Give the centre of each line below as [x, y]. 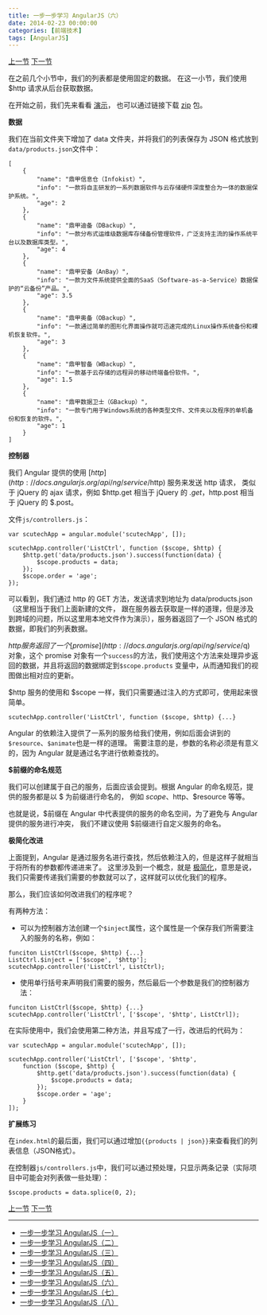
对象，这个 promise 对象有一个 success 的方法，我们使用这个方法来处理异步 [130, 656]
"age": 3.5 [55, 296]
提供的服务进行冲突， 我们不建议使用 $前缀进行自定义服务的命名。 [117, 823]
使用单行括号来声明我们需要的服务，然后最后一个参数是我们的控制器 [131, 982]
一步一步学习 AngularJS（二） [69, 1243]
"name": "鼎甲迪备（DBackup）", [87, 226]
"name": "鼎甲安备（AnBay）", [83, 272]
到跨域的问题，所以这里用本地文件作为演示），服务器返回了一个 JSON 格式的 [133, 619]
